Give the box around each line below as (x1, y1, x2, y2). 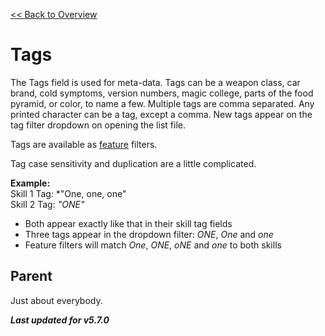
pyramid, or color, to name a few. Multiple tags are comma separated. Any (10, 97, 315, 109)
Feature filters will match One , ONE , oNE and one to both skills (24, 239, 282, 251)
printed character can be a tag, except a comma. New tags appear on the (10, 108, 313, 120)
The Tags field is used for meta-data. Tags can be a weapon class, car (10, 76, 301, 88)
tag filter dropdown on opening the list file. (10, 119, 186, 131)
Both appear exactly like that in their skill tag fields (24, 217, 233, 229)
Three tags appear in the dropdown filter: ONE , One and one (24, 228, 274, 240)
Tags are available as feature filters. (10, 138, 158, 150)
